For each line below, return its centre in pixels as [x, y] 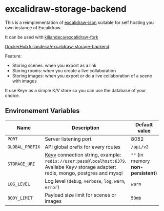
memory [141, 161]
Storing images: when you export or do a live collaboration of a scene [82, 76]
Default [144, 124]
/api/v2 [140, 147]
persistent [143, 173]
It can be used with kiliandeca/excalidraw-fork [52, 37]
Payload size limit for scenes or [81, 195]
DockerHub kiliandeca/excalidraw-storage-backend [57, 46]
